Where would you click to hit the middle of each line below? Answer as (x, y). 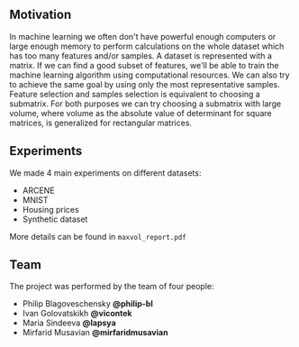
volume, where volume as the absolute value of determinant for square (140, 113)
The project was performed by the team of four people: (112, 287)
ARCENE (39, 190)
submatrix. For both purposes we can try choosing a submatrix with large (145, 104)
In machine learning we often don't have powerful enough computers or (143, 36)
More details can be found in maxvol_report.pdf (98, 236)
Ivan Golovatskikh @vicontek (77, 314)
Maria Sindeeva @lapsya (69, 323)
